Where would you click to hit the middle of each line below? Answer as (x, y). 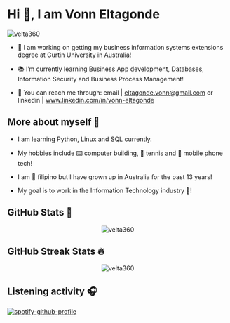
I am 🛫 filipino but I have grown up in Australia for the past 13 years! (115, 177)
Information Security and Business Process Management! (101, 79)
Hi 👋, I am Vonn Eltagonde (83, 14)
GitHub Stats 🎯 (40, 212)
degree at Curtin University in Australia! (74, 55)
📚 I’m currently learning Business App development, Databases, (111, 69)
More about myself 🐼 (54, 122)
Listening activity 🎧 (52, 291)
